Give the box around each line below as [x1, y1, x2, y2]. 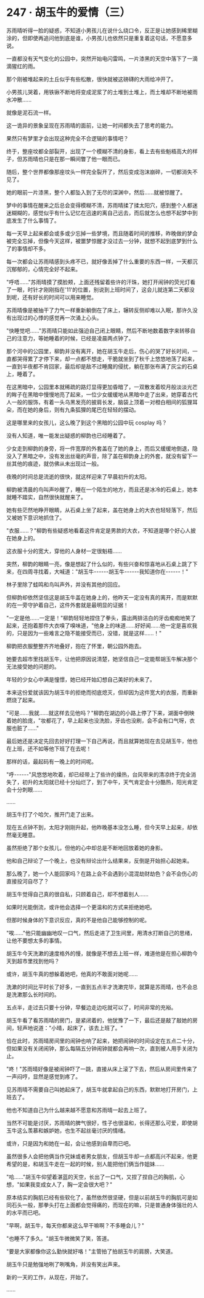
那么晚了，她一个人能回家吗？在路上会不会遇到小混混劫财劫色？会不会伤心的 [6, 870, 198, 877]
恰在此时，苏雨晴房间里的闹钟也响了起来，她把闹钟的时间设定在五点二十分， [6, 1037, 198, 1044]
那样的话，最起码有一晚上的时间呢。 [6, 758, 97, 765]
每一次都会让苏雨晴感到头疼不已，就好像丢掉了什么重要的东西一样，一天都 [6, 258, 192, 265]
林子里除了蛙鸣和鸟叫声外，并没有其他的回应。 [6, 581, 123, 588]
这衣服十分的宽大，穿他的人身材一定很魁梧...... [6, 547, 123, 554]
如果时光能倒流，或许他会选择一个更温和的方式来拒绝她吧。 [6, 903, 155, 911]
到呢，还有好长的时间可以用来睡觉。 [6, 293, 97, 301]
